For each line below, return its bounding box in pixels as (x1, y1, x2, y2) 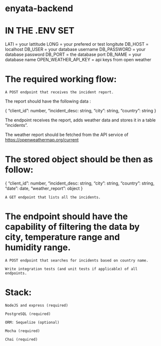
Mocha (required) (5, 329, 40, 333)
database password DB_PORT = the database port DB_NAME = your (5, 52, 142, 57)
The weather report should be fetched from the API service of (5, 132, 129, 138)
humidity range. (5, 242, 71, 253)
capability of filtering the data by (5, 222, 140, 232)
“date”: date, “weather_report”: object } (5, 186, 83, 191)
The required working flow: (5, 74, 117, 85)
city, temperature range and (5, 232, 120, 243)
